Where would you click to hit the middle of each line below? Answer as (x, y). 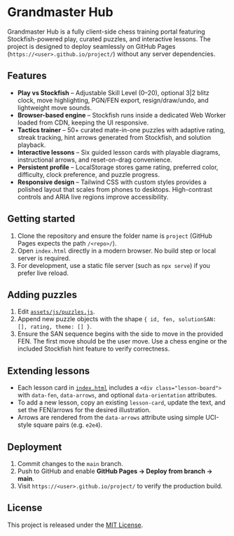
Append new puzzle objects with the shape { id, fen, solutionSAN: (117, 319)
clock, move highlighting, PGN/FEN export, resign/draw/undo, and (113, 100)
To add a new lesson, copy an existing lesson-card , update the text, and (121, 402)
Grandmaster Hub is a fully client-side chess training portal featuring (106, 31)
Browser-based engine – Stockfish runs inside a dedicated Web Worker (122, 115)
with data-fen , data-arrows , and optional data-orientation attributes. (117, 395)
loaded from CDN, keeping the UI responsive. (83, 122)
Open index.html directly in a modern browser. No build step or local (116, 251)
